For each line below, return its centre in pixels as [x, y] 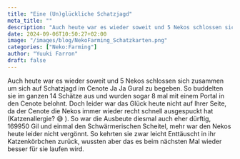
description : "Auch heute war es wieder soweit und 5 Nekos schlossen [115, 27]
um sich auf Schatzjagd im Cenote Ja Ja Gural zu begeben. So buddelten [115, 88]
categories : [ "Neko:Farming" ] [52, 47]
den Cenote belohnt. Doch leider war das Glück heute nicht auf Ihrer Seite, [117, 103]
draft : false [27, 61]
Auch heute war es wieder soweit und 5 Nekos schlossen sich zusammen [116, 81]
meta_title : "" [30, 21]
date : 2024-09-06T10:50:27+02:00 [57, 34]
